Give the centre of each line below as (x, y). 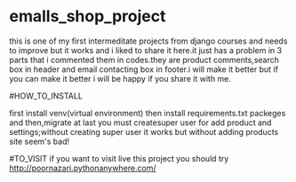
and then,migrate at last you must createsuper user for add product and (140, 123)
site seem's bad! (39, 141)
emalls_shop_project (88, 16)
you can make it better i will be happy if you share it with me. (120, 78)
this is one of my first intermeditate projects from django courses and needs (148, 41)
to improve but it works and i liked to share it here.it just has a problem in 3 (146, 50)
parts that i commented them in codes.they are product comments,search (144, 59)
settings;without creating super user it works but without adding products (144, 131)
